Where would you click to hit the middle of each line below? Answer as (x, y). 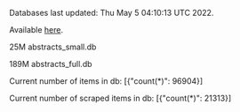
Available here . (36, 30)
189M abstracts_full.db (51, 64)
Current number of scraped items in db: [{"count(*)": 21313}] (120, 98)
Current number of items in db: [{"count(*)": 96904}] (106, 81)
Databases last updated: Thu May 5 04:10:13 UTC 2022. (112, 13)
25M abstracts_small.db (53, 47)
